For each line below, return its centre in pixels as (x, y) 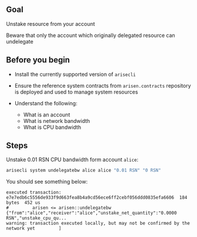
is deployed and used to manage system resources (76, 92)
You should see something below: (47, 182)
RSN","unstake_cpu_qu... (36, 218)
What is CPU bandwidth (52, 127)
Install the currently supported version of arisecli (75, 74)
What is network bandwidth (57, 121)
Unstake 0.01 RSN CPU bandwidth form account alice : (72, 160)
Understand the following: (46, 103)
